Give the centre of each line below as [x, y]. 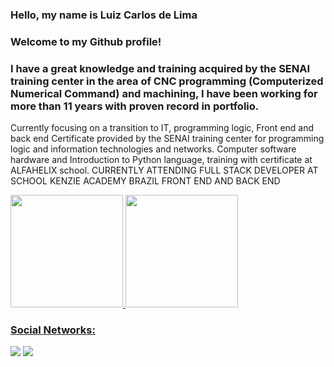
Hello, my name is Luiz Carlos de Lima [104, 15]
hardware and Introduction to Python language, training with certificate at [161, 160]
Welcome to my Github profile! [86, 41]
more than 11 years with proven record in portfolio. [135, 106]
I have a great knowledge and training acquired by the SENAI [160, 68]
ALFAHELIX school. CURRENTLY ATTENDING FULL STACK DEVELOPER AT [164, 170]
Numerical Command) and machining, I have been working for [164, 93]
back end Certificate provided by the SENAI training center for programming [167, 139]
